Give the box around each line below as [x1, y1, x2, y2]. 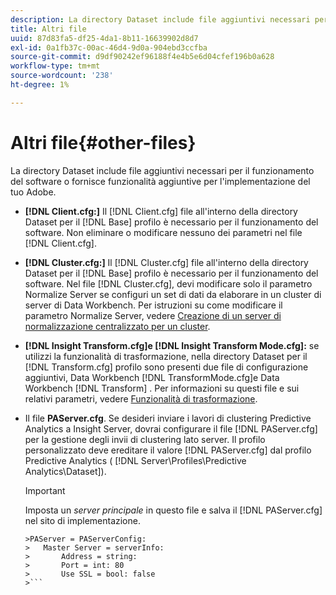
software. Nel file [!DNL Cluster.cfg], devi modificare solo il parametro [24, 277, 313, 290]
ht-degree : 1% [10, 80, 70, 90]
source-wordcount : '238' [10, 71, 114, 81]
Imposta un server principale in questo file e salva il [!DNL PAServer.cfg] [24, 504, 323, 516]
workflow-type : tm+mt [10, 61, 101, 71]
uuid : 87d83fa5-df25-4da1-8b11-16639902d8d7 [10, 33, 199, 43]
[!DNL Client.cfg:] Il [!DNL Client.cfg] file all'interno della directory [24, 205, 298, 217]
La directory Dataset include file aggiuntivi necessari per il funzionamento [10, 164, 315, 176]
